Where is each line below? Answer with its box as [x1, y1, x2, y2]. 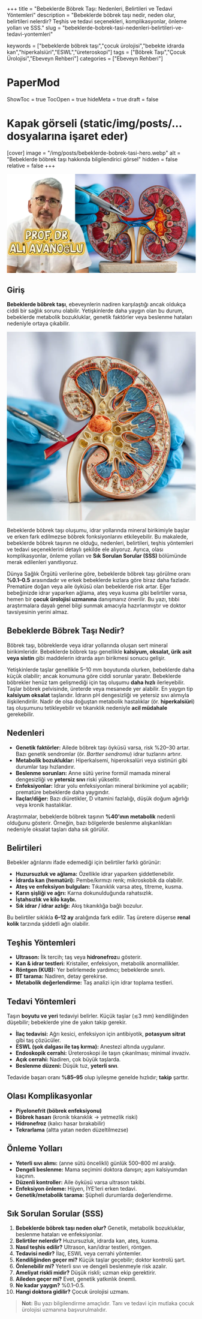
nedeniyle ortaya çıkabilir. [7, 320, 71, 327]
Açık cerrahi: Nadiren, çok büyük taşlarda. [15, 1056, 121, 1063]
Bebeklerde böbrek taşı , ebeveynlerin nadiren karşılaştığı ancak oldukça [7, 300, 186, 308]
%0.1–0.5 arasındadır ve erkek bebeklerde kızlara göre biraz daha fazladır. [7, 576, 191, 583]
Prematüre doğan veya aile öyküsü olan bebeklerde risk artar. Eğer [7, 583, 171, 590]
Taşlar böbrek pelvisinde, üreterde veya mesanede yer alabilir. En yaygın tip [7, 685, 194, 692]
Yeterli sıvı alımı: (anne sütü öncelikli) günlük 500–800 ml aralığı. [15, 1160, 176, 1167]
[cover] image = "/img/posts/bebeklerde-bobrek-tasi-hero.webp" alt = [7, 149, 181, 156]
